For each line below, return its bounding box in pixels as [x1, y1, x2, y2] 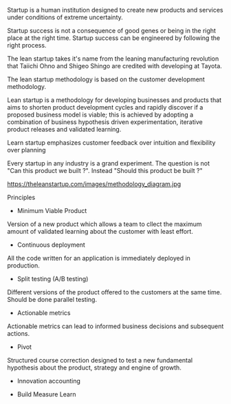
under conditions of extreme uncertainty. [7, 13, 124, 21]
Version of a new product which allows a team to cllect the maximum [7, 220, 202, 228]
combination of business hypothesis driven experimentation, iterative [7, 118, 203, 126]
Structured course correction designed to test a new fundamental [7, 356, 193, 364]
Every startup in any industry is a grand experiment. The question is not [7, 159, 210, 168]
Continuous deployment [16, 241, 86, 249]
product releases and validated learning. [7, 125, 122, 133]
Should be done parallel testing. [7, 296, 98, 303]
